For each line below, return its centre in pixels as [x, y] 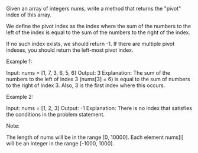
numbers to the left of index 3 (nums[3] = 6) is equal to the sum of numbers [98, 79]
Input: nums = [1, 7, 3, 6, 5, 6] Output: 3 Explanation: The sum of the [88, 73]
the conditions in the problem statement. [56, 114]
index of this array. [29, 15]
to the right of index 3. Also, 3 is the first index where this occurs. [86, 85]
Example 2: [20, 97]
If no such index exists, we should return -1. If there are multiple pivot [90, 44]
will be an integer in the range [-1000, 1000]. [60, 143]
